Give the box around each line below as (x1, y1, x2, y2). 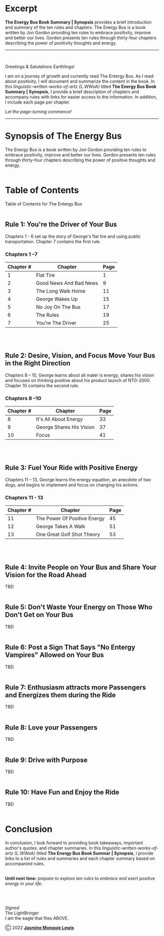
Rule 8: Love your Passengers (5, 723, 98, 732)
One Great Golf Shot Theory (36, 531, 101, 538)
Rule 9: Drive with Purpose (5, 756, 88, 764)
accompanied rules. (5, 860, 45, 866)
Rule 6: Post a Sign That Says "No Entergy (5, 643, 136, 652)
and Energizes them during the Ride (5, 691, 116, 699)
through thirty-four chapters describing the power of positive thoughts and (5, 157, 156, 163)
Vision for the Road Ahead (5, 571, 87, 579)
